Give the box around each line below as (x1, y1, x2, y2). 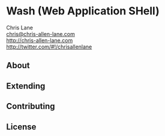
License (6, 122, 37, 132)
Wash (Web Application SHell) (6, 4, 160, 18)
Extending (6, 81, 46, 91)
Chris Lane (6, 24, 33, 31)
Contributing (6, 101, 55, 111)
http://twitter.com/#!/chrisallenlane (6, 43, 92, 50)
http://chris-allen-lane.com (6, 37, 73, 44)
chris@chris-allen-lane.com (6, 30, 75, 37)
